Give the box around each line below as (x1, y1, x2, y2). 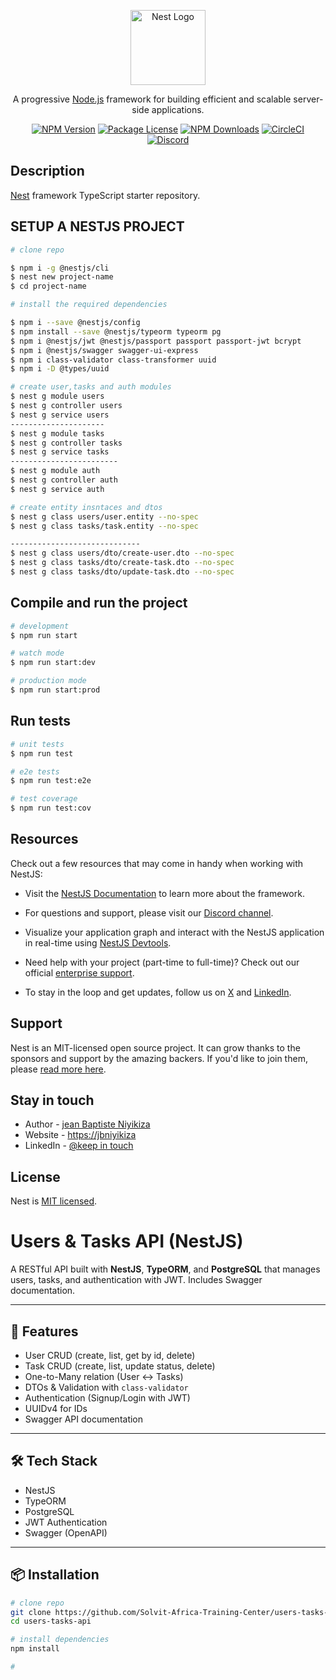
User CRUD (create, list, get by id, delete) (24, 1350, 196, 1361)
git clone (10, 1607, 52, 1617)
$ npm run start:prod (10, 685, 101, 695)
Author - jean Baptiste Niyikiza (24, 1118, 151, 1130)
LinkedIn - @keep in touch (24, 1140, 134, 1152)
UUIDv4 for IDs (24, 1403, 88, 1414)
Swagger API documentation (24, 1413, 144, 1425)
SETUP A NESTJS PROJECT (10, 218, 185, 235)
